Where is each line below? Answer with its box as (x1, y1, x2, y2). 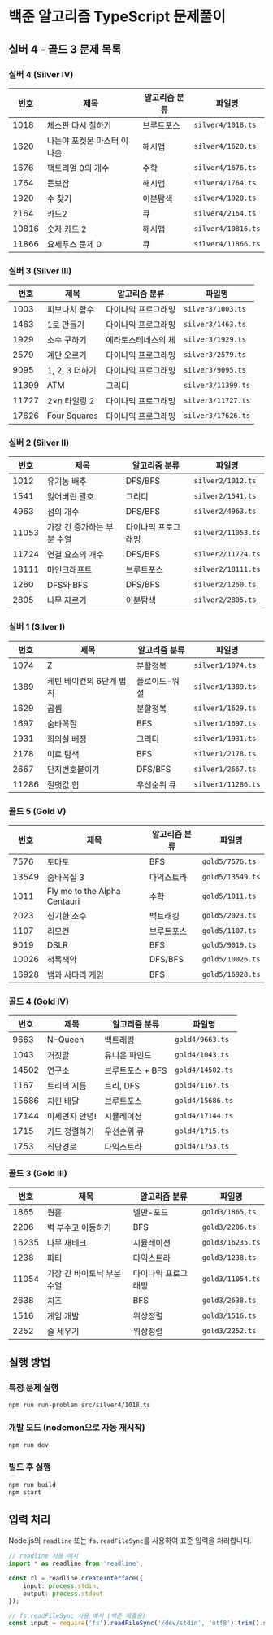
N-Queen (46, 1034, 84, 1045)
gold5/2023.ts (201, 911, 257, 920)
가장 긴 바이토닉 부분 (46, 1267, 122, 1279)
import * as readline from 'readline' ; (8, 1559, 144, 1568)
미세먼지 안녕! (46, 1111, 97, 1123)
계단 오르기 (46, 350, 87, 361)
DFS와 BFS (46, 579, 89, 591)
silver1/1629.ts (193, 703, 257, 713)
